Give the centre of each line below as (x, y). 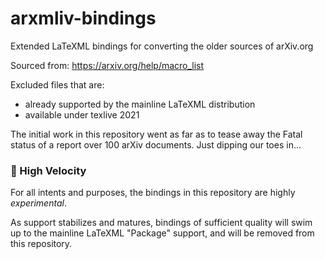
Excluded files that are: (57, 84)
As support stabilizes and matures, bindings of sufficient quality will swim (161, 223)
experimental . (38, 203)
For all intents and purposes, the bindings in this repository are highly (153, 193)
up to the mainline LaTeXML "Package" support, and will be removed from (162, 233)
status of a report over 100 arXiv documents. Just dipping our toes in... (156, 144)
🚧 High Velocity (48, 170)
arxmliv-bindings (83, 18)
